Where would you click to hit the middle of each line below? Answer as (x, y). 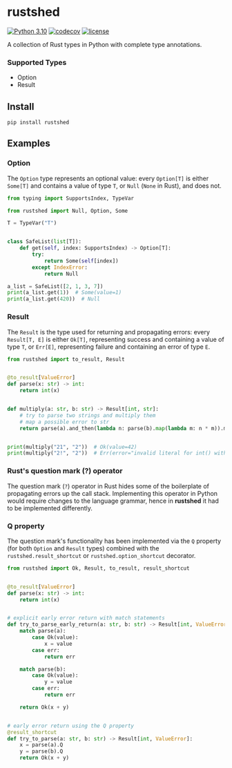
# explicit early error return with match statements (86, 618)
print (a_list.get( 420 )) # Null (54, 299)
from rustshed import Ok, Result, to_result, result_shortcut (98, 568)
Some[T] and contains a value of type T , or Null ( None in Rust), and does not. (115, 185)
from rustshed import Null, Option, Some (68, 211)
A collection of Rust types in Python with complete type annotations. (105, 44)
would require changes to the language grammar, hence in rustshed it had (113, 501)
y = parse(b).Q (41, 751)
